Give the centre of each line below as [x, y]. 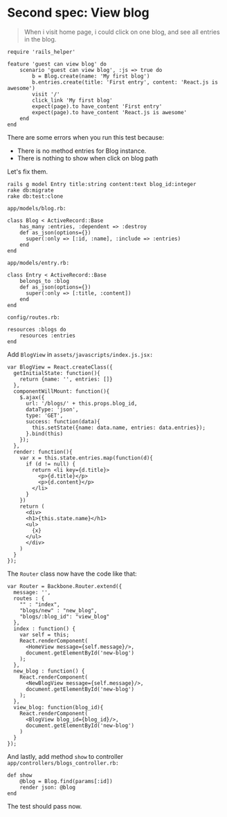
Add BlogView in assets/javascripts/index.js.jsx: [80, 354]
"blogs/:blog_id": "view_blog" [65, 616]
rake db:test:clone [35, 196]
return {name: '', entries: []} [66, 379]
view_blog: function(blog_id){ [58, 707]
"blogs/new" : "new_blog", [58, 610]
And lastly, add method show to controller [65, 756]
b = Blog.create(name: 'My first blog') [91, 76]
